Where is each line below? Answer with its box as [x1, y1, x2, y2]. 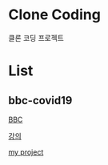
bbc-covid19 [8, 94, 73, 107]
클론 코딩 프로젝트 [8, 33, 64, 42]
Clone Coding [8, 6, 102, 24]
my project [8, 147, 44, 157]
